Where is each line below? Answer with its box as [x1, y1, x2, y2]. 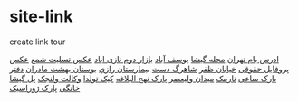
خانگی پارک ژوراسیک [9, 82, 81, 93]
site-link [9, 6, 73, 27]
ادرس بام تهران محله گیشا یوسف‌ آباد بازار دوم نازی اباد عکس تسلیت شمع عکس [9, 53, 279, 64]
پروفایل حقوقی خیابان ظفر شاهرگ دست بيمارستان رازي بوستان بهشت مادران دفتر [9, 63, 290, 74]
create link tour [9, 36, 66, 47]
